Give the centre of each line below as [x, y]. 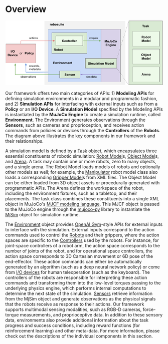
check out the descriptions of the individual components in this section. [79, 336]
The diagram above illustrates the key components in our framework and [80, 136]
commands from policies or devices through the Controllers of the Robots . [83, 130]
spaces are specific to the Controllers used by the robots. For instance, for [82, 240]
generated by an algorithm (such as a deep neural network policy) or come [82, 267]
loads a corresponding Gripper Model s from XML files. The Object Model [81, 177]
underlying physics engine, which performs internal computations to [76, 288]
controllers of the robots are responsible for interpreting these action [76, 277]
